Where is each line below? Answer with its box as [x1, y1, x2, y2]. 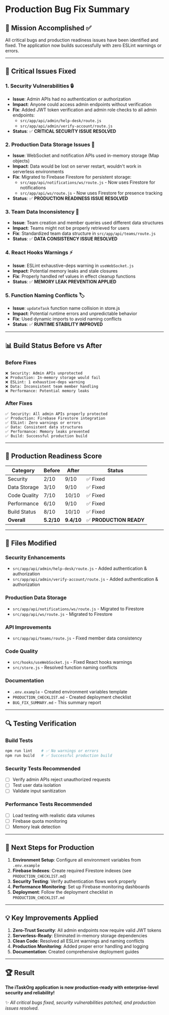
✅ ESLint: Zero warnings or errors [5, 420, 81, 425]
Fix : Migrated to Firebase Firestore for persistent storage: [12, 174, 132, 180]
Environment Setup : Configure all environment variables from [12, 857, 141, 863]
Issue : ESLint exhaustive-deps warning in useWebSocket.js [12, 262, 134, 269]
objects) [12, 157, 30, 164]
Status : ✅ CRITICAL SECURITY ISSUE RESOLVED [12, 128, 117, 134]
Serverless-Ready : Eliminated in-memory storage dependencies [12, 932, 147, 938]
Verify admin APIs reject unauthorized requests [12, 776, 111, 783]
